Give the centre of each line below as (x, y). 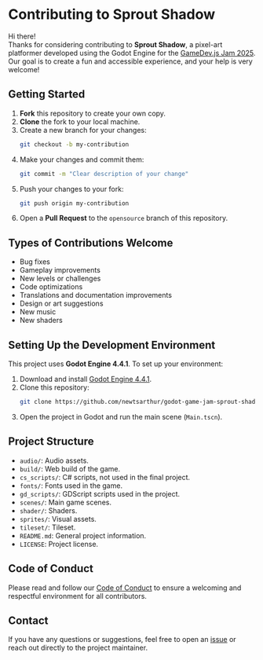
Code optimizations (51, 287)
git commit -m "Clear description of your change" (104, 174)
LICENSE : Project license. (59, 544)
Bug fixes (35, 262)
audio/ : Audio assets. (54, 460)
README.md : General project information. (83, 535)
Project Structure (51, 442)
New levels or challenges (60, 279)
